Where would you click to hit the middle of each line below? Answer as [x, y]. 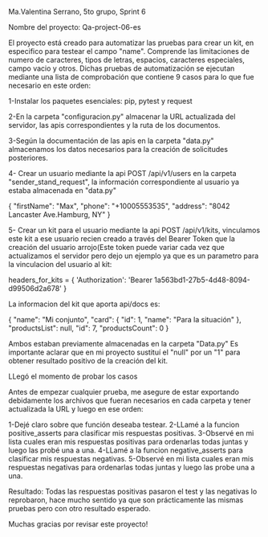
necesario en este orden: [49, 85]
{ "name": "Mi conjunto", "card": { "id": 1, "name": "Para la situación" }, [125, 320]
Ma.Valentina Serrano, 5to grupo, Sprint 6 [77, 12]
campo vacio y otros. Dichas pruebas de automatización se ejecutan [122, 68]
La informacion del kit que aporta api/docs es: [84, 304]
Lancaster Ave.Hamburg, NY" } [59, 215]
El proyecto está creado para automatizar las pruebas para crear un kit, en [131, 43]
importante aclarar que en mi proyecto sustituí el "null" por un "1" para [124, 352]
